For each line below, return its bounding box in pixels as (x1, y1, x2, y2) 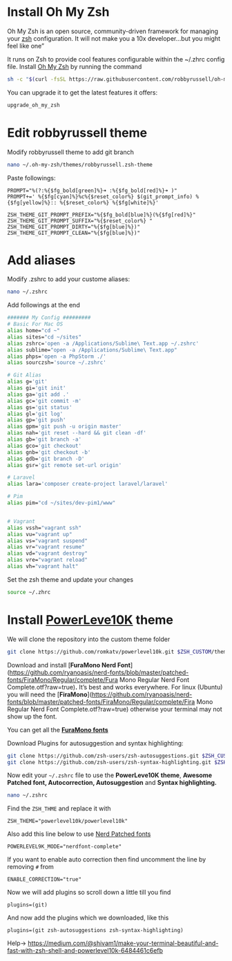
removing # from (7, 863, 54, 871)
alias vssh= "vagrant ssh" (7, 524, 81, 531)
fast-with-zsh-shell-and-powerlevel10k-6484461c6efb (7, 946, 164, 955)
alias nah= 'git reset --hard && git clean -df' (7, 430, 147, 437)
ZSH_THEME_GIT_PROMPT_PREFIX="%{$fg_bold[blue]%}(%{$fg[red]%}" (7, 211, 196, 218)
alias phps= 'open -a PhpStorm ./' (7, 353, 107, 360)
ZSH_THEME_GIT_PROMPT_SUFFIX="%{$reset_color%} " (7, 217, 153, 225)
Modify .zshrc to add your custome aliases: (7, 275, 130, 283)
